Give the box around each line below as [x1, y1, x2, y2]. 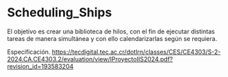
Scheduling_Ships [7, 5, 112, 20]
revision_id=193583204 [7, 62, 74, 70]
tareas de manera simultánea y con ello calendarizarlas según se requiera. [7, 34, 218, 42]
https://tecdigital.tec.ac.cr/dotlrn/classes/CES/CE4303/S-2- [51, 48, 221, 56]
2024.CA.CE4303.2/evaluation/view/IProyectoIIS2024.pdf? [7, 55, 173, 63]
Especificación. [7, 48, 51, 56]
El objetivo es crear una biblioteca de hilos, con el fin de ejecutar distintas [7, 27, 215, 35]
